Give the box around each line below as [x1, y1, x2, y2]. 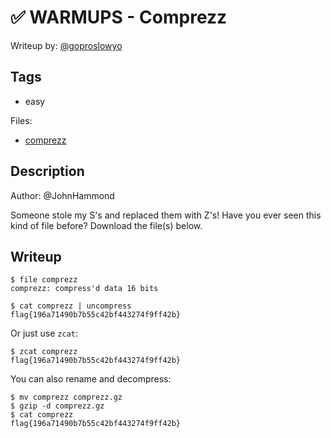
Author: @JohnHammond [10, 189, 115, 201]
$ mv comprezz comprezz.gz [10, 392, 123, 403]
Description [10, 163, 85, 180]
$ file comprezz [10, 275, 78, 285]
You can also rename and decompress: [10, 373, 172, 385]
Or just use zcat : [10, 327, 78, 340]
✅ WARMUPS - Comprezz [10, 6, 228, 29]
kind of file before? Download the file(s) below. [10, 219, 203, 231]
